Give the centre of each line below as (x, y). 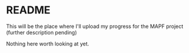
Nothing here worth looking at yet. (48, 44)
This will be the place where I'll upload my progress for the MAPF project (95, 26)
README (28, 10)
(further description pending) (42, 32)
